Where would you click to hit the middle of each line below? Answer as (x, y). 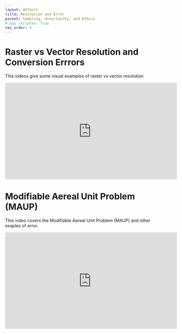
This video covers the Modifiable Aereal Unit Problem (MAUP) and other (78, 220)
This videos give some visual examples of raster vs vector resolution (74, 76)
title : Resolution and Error (35, 14)
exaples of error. (22, 226)
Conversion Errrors (45, 62)
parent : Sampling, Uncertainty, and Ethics (50, 19)
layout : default (22, 10)
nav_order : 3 (18, 28)
